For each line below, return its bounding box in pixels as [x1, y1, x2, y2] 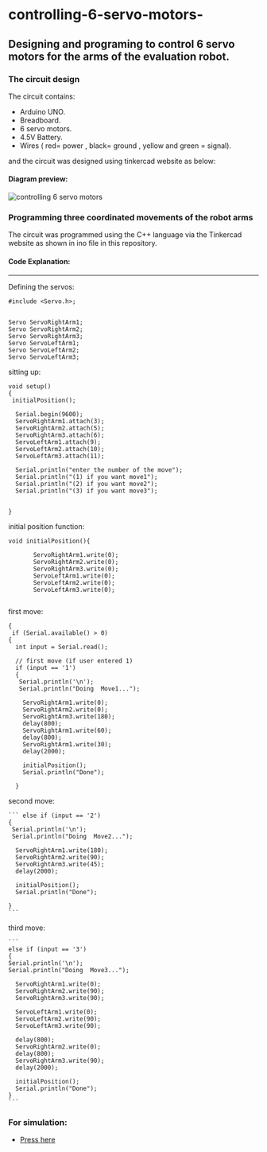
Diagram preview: [8, 174, 68, 184]
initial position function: [8, 521, 85, 531]
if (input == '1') [15, 664, 77, 671]
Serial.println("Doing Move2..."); [11, 832, 133, 840]
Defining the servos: [8, 282, 75, 291]
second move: [8, 796, 55, 805]
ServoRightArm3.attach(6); [15, 431, 105, 439]
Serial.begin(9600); [15, 410, 83, 418]
